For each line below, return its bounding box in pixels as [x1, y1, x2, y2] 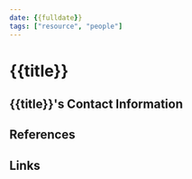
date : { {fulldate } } [9, 13, 83, 23]
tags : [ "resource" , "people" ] [9, 22, 123, 31]
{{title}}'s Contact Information [9, 97, 183, 112]
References [9, 127, 76, 143]
